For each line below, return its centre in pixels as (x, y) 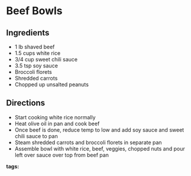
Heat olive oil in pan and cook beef (57, 123)
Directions (26, 103)
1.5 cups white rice (38, 53)
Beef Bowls (35, 11)
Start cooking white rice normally (55, 117)
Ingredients (28, 33)
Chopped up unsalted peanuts (51, 84)
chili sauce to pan (36, 136)
